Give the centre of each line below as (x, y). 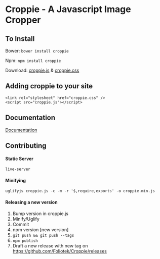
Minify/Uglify (26, 219)
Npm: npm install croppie (33, 61)
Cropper (23, 20)
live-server (18, 169)
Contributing (26, 146)
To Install (20, 39)
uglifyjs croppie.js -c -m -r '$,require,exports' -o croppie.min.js (80, 191)
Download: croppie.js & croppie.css (42, 70)
